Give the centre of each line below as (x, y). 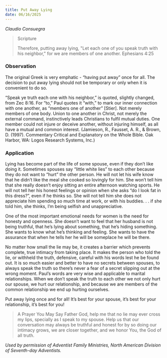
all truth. (26, 335)
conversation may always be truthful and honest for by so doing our (87, 325)
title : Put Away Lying (29, 10)
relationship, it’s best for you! (35, 304)
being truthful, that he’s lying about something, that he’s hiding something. (81, 227)
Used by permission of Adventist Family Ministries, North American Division (83, 345)
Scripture (27, 38)
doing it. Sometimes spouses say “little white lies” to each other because (80, 169)
